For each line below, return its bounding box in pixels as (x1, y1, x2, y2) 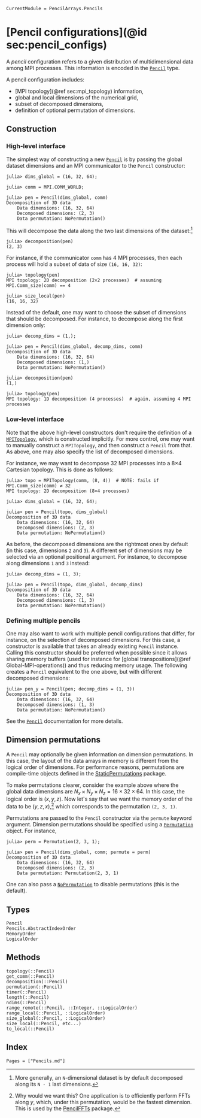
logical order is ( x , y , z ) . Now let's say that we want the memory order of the (6, 795, 193, 802)
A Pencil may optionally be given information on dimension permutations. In (6, 750, 193, 758)
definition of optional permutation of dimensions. (14, 107, 136, 114)
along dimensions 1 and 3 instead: (6, 559, 90, 566)
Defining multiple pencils (6, 616, 81, 625)
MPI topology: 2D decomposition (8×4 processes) (6, 488, 130, 494)
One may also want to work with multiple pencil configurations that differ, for (6, 629, 195, 637)
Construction (6, 124, 57, 134)
